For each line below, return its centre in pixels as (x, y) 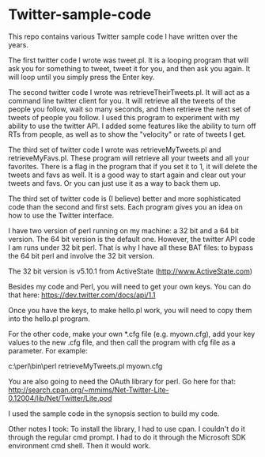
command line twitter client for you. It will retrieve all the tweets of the (122, 100)
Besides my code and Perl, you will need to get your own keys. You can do (130, 286)
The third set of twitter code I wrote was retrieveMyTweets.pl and (115, 149)
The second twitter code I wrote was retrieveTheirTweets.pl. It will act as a (129, 92)
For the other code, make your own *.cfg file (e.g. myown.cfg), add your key (132, 334)
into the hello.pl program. (49, 319)
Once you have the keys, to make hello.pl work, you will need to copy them (130, 310)
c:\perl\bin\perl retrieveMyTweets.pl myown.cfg (85, 366)
